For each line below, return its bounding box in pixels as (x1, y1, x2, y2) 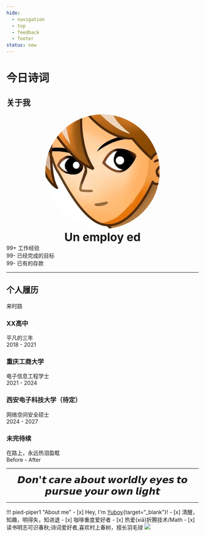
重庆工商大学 (6, 358, 45, 366)
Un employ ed (64, 230, 141, 244)
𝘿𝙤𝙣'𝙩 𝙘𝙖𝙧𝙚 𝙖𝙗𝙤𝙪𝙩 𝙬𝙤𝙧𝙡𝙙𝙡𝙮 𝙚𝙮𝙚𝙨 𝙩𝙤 (17, 474, 188, 486)
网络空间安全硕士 (6, 410, 49, 418)
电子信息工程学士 (6, 372, 49, 380)
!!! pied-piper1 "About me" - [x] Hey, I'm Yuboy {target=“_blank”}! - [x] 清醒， (6, 508, 198, 516)
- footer (12, 35, 34, 42)
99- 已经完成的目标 (6, 252, 55, 259)
